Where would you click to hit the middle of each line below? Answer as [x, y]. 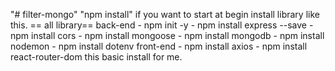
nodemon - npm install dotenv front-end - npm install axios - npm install [159, 46]
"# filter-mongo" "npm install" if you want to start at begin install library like [165, 14]
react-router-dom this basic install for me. [96, 57]
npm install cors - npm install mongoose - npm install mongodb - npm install [167, 35]
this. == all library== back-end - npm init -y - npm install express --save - [162, 25]
